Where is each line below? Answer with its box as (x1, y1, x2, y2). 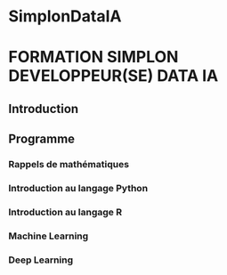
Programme (8, 132, 76, 147)
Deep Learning (8, 254, 74, 266)
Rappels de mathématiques (8, 158, 130, 171)
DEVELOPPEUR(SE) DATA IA (8, 66, 219, 86)
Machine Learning (8, 230, 89, 242)
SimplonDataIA (8, 6, 122, 27)
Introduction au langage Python (8, 182, 149, 194)
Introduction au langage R (8, 206, 122, 218)
